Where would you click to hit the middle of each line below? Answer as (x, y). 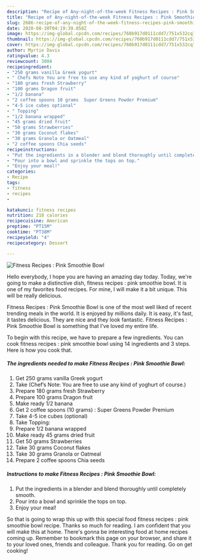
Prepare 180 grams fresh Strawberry (60, 391)
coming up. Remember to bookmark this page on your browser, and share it (99, 538)
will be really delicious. (35, 295)
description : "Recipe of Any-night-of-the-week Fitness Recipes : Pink (97, 12)
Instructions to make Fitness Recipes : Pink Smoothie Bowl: (81, 474)
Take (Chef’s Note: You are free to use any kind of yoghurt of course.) (101, 385)
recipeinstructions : (32, 149)
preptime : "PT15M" (29, 227)
